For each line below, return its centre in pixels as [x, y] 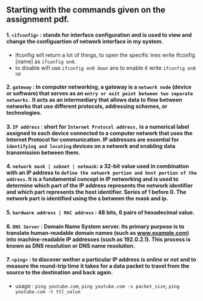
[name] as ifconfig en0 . [45, 61]
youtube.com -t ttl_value [48, 292]
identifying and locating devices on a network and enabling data [91, 146]
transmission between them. [43, 152]
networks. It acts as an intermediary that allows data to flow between [95, 100]
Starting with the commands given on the [86, 10]
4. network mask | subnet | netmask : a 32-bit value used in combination [98, 166]
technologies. [24, 113]
